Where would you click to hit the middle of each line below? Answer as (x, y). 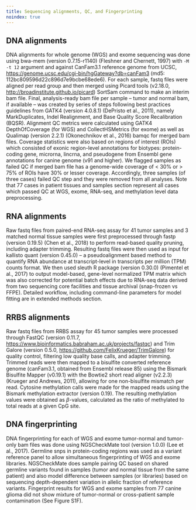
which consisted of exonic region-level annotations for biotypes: (84, 148)
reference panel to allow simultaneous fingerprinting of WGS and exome (93, 457)
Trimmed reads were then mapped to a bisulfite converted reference (89, 362)
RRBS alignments (38, 317)
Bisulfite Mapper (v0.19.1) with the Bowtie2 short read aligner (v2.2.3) (89, 375)
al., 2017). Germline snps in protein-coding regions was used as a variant (94, 451)
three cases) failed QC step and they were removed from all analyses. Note (97, 179)
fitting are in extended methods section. (54, 299)
